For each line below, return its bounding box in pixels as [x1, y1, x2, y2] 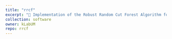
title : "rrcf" [5, 7, 36, 13]
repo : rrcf [5, 26, 29, 31]
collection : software [5, 17, 52, 22]
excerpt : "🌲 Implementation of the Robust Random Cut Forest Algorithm [5, 12, 161, 17]
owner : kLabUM [5, 21, 36, 27]
